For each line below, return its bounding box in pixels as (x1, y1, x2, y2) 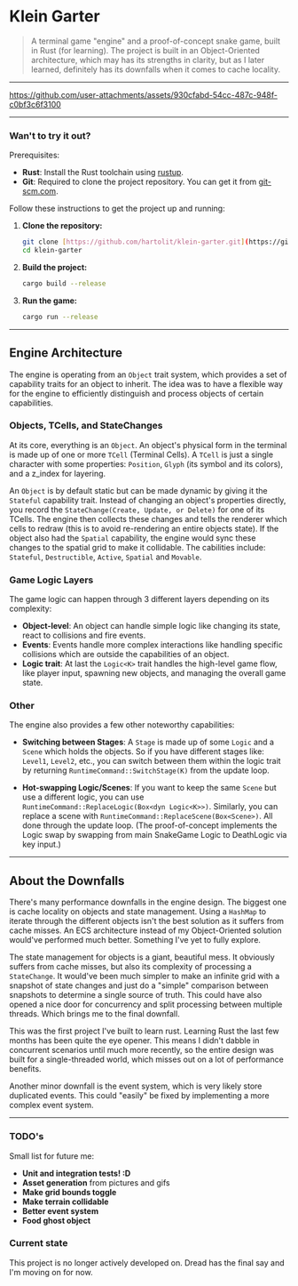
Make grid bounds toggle (21, 1186, 117, 1197)
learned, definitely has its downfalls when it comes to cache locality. (30, 64, 281, 75)
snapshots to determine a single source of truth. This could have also (9, 990, 263, 1001)
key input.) (21, 839, 62, 850)
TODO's (9, 1130, 44, 1143)
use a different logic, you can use (21, 792, 145, 802)
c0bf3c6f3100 (9, 99, 62, 109)
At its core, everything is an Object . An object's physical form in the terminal (9, 439, 287, 450)
